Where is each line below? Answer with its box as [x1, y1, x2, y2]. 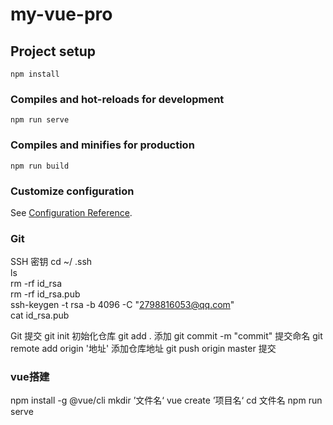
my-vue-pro [10, 3, 113, 26]
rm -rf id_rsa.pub [10, 288, 81, 300]
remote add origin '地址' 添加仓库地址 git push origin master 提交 [10, 343, 277, 355]
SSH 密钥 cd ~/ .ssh [10, 256, 93, 268]
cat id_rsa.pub [10, 309, 70, 322]
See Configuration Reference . [10, 206, 133, 218]
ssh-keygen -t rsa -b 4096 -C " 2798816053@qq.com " [10, 299, 235, 311]
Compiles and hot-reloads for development [10, 92, 225, 106]
